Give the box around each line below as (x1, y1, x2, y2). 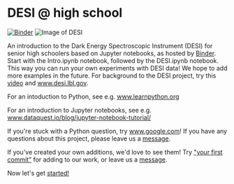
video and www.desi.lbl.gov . (7, 78, 89, 87)
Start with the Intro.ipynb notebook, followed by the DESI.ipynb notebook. (7, 56, 219, 64)
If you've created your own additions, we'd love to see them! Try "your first (7, 148, 223, 156)
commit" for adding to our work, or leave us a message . (7, 155, 168, 164)
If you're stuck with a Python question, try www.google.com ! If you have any (7, 127, 228, 135)
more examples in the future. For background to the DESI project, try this (7, 71, 217, 80)
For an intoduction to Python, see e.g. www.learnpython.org (7, 92, 180, 101)
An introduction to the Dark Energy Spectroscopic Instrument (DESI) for (7, 41, 213, 50)
